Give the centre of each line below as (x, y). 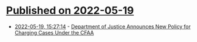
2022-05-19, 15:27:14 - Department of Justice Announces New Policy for (103, 26)
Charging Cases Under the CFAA (54, 32)
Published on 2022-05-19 (70, 11)
